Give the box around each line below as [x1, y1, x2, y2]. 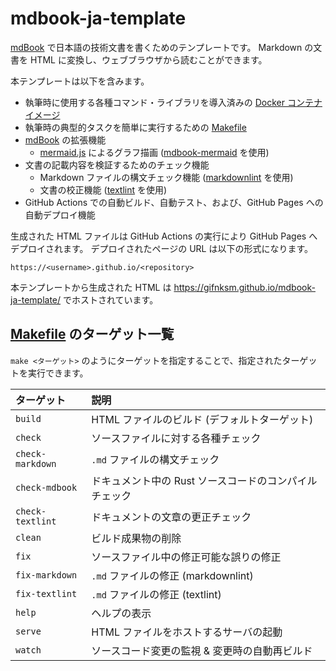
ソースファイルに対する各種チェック [91, 431, 262, 445]
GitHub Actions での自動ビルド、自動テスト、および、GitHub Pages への [24, 196, 324, 208]
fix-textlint [15, 588, 78, 599]
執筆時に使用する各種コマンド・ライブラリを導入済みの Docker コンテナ [24, 96, 323, 108]
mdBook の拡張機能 [24, 133, 107, 146]
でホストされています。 [62, 293, 159, 306]
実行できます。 [27, 367, 89, 379]
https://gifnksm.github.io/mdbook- [173, 281, 316, 293]
